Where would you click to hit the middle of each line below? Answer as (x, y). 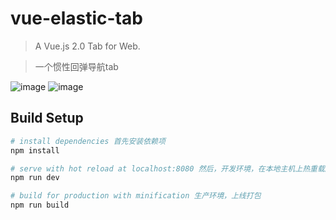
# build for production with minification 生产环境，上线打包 (136, 196)
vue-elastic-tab (76, 18)
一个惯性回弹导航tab (76, 66)
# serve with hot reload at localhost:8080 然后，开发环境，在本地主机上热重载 (167, 168)
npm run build (40, 205)
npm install (35, 150)
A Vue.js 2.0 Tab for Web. (87, 46)
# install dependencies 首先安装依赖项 (88, 141)
